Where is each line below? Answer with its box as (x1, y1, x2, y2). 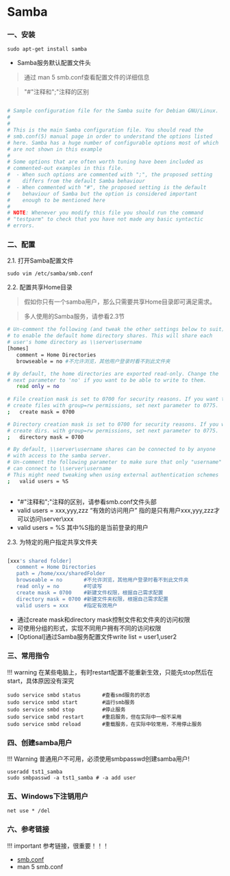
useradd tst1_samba (7, 768, 63, 775)
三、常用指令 (7, 651, 50, 661)
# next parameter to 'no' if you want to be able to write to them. (7, 376, 207, 384)
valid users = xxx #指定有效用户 (16, 602, 118, 609)
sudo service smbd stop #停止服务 (7, 706, 126, 713)
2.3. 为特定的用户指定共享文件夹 (7, 537, 98, 546)
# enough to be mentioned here (7, 197, 106, 204)
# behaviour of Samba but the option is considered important (7, 190, 197, 197)
